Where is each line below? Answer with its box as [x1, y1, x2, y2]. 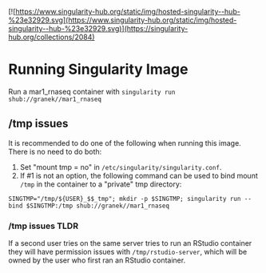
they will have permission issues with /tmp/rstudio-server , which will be [8, 247, 248, 257]
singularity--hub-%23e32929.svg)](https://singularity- [8, 24, 189, 33]
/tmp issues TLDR [8, 220, 78, 231]
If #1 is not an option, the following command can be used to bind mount [19, 171, 258, 180]
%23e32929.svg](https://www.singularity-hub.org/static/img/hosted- [8, 15, 237, 25]
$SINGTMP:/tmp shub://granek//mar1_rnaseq [26, 202, 170, 210]
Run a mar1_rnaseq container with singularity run [8, 86, 176, 96]
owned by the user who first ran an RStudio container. [8, 255, 186, 265]
